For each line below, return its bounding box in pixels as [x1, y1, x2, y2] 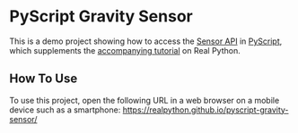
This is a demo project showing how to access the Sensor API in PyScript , [9, 36, 283, 46]
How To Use [9, 71, 78, 87]
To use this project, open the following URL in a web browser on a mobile [9, 95, 280, 105]
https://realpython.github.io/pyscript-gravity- [122, 104, 289, 115]
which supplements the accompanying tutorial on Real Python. [9, 45, 241, 55]
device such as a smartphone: [9, 104, 121, 115]
